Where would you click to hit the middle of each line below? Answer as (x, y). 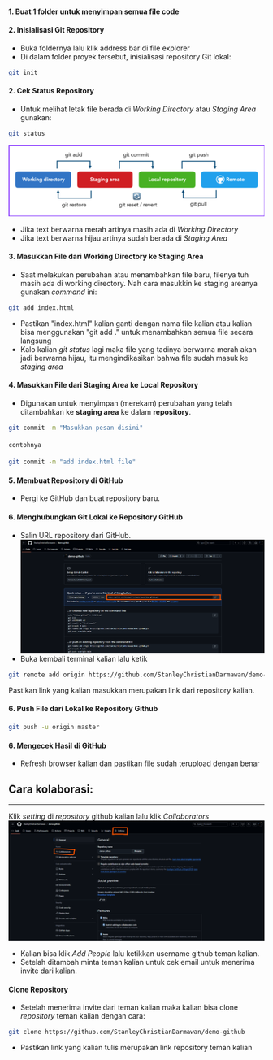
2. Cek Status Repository (52, 91)
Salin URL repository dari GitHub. (76, 535)
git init (23, 72)
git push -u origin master (54, 728)
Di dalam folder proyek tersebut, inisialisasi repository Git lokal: (126, 56)
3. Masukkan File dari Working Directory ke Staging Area (106, 257)
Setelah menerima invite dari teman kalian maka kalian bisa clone (129, 1007)
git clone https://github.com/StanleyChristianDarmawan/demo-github (127, 1032)
